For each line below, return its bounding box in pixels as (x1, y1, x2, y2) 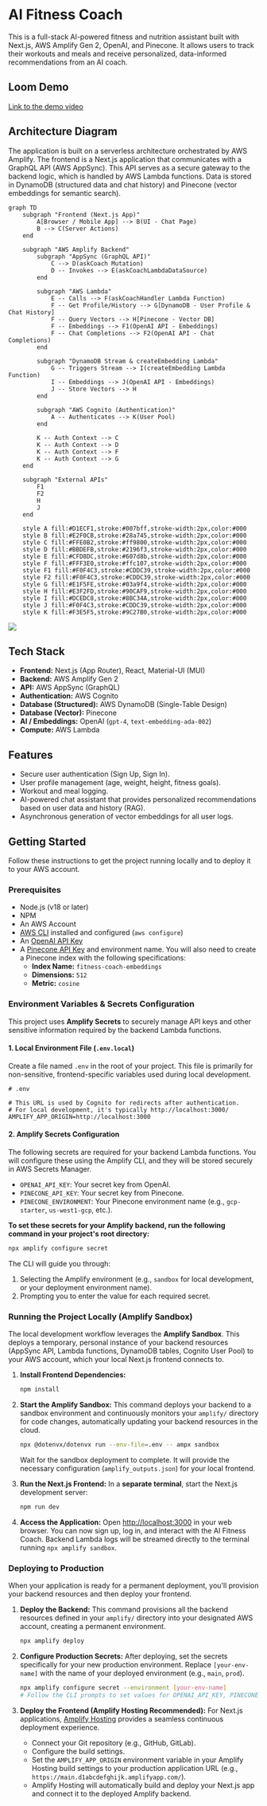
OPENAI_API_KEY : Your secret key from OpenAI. (19, 1180, 171, 1189)
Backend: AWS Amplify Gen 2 (19, 674, 118, 684)
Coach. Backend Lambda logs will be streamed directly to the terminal (19, 1534, 250, 1544)
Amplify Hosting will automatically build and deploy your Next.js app (31, 1780, 255, 1790)
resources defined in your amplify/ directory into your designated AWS (19, 1613, 253, 1623)
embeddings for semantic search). (8, 188, 122, 198)
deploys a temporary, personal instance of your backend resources (8, 1337, 229, 1348)
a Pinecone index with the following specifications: (19, 953, 187, 963)
